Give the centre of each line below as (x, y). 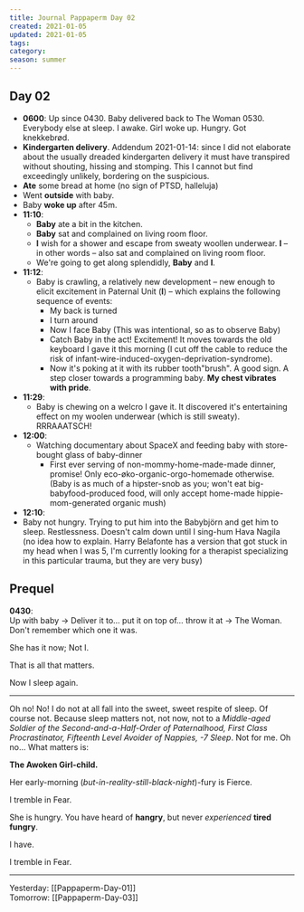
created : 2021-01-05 (48, 26)
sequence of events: (74, 300)
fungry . (24, 826)
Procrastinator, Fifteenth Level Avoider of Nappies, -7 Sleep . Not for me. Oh (150, 737)
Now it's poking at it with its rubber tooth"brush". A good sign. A (169, 368)
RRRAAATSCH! (64, 425)
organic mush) (139, 502)
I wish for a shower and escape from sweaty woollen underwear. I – (161, 243)
